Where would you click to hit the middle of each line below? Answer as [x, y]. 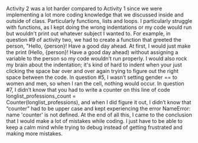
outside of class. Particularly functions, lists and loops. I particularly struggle [99, 21]
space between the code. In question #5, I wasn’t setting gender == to [92, 77]
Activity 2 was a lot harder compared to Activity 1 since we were [84, 9]
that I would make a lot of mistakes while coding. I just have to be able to [95, 121]
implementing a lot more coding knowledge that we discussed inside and [95, 15]
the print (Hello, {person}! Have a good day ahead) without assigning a [92, 52]
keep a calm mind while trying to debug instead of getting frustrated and [95, 127]
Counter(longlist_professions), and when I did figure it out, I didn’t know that [99, 102]
